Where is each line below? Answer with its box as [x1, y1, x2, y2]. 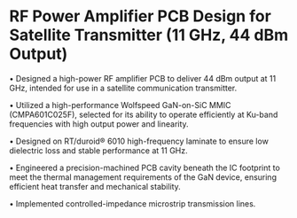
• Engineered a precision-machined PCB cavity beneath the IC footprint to [9, 162, 281, 173]
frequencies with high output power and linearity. [9, 118, 189, 129]
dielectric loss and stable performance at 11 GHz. [9, 144, 188, 156]
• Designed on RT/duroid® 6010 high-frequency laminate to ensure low [9, 136, 269, 146]
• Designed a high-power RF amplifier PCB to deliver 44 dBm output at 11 [9, 73, 277, 83]
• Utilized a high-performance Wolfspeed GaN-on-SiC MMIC [9, 99, 232, 110]
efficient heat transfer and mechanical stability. [9, 181, 182, 191]
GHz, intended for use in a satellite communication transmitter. [9, 82, 238, 93]
